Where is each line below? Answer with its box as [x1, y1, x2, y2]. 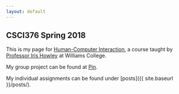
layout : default [6, 8, 46, 15]
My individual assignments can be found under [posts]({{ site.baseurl [6, 75, 174, 82]
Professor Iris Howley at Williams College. [6, 52, 107, 59]
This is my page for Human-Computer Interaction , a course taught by [6, 46, 173, 53]
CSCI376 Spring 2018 [6, 31, 86, 41]
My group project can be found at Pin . [6, 63, 98, 70]
